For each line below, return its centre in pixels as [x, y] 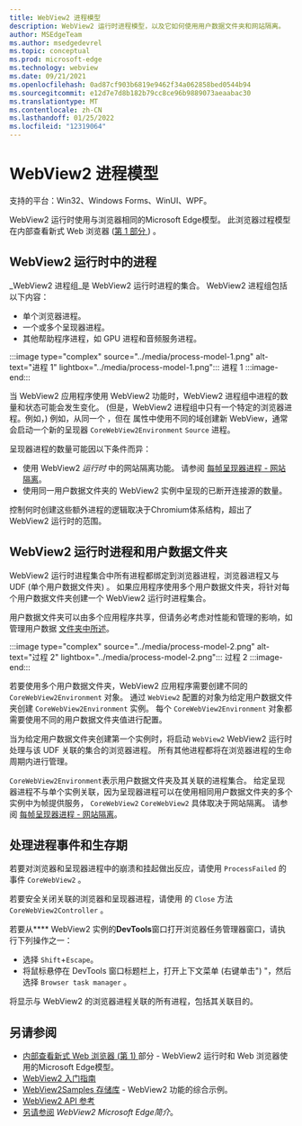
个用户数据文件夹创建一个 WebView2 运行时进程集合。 [110, 598]
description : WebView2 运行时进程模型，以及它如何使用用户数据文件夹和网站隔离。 [147, 26]
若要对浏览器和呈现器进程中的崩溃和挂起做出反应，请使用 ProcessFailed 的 [148, 868]
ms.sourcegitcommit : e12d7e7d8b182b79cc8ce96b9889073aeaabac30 [130, 93]
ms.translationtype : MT [54, 101]
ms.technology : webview [54, 68]
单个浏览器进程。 [54, 315]
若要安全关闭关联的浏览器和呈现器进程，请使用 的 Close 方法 [121, 899]
